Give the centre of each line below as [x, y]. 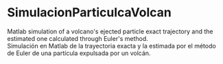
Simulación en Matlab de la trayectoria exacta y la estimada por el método [111, 46]
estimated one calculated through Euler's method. [78, 38]
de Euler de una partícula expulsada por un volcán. [79, 53]
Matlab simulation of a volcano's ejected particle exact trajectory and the [110, 31]
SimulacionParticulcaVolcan [89, 13]
